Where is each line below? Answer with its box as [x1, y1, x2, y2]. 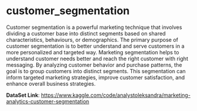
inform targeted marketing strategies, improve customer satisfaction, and [6, 74, 185, 81]
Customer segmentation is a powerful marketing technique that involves [6, 24, 182, 31]
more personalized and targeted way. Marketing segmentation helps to [6, 48, 179, 56]
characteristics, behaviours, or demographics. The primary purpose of [6, 36, 179, 43]
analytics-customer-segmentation [6, 97, 90, 105]
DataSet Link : [6, 92, 40, 99]
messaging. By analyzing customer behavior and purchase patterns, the [6, 61, 182, 68]
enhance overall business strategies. [6, 80, 96, 87]
